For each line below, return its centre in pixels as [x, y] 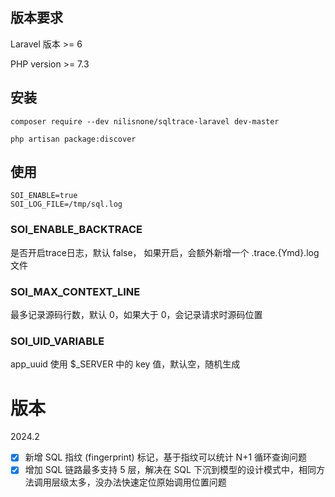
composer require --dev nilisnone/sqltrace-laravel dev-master [145, 121]
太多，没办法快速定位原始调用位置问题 [147, 482]
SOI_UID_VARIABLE [57, 341]
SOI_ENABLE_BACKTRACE [76, 230]
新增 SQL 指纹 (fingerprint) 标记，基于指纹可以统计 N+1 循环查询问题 [166, 457]
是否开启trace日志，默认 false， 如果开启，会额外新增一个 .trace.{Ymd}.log [165, 252]
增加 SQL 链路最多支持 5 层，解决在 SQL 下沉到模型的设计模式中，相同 [170, 470]
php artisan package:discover [73, 139]
